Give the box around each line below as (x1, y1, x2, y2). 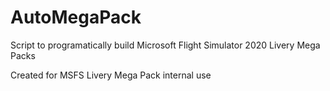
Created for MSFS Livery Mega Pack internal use (10, 69, 212, 81)
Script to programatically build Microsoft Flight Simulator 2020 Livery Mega (10, 39, 321, 51)
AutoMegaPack (10, 6, 142, 29)
